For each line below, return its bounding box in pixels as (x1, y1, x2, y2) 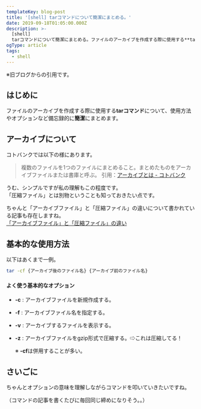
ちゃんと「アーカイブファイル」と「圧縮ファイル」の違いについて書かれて (6, 204, 190, 212)
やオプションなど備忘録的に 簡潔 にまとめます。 (6, 115, 122, 122)
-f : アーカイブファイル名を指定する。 (14, 309, 108, 316)
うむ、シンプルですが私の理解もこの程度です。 (6, 184, 122, 191)
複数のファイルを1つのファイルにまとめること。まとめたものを (20, 164, 176, 171)
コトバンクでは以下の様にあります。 (6, 151, 96, 158)
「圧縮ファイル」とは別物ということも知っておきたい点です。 (6, 192, 158, 199)
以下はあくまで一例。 (6, 256, 59, 263)
